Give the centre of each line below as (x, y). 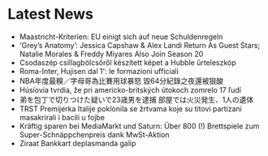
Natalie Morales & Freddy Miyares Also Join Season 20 (111, 54)
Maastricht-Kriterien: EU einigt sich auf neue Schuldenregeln (121, 37)
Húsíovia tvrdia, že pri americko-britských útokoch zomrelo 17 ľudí (130, 89)
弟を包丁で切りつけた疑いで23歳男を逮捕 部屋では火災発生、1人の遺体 (136, 99)
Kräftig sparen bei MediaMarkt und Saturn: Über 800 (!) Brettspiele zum (139, 126)
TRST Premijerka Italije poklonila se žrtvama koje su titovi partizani (131, 108)
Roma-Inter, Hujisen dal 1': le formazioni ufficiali (99, 71)
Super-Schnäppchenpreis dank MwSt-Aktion (94, 134)
